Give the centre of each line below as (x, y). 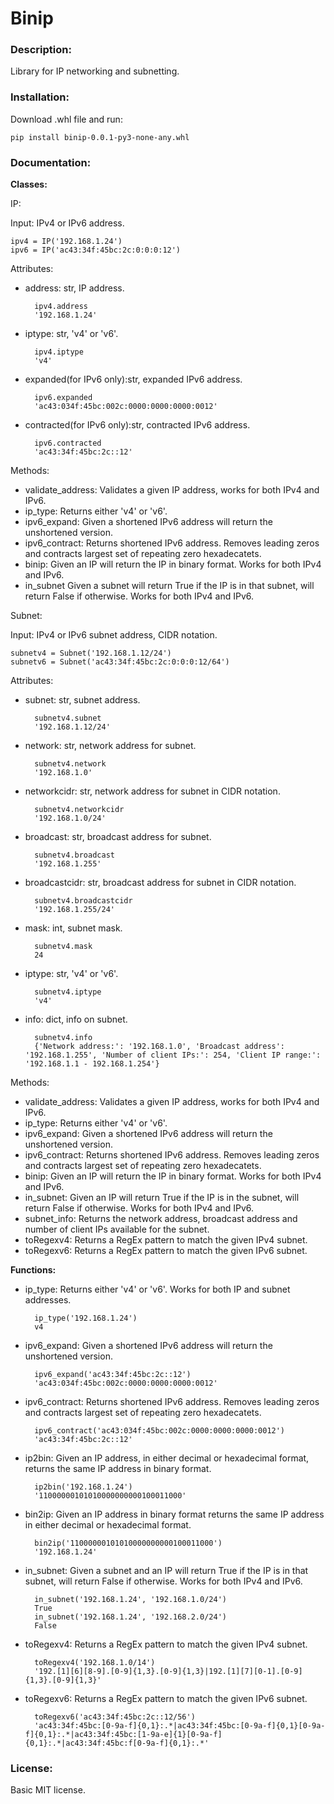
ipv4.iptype (59, 352)
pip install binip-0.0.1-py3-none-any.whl (100, 137)
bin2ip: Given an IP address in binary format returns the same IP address (174, 1514)
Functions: (33, 1270)
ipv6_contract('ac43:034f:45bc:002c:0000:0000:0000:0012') (160, 1431)
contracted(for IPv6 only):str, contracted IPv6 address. (137, 425)
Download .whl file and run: (66, 119)
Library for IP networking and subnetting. (95, 71)
